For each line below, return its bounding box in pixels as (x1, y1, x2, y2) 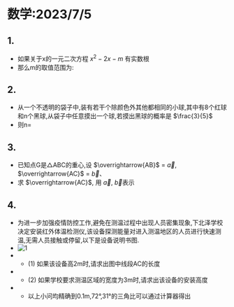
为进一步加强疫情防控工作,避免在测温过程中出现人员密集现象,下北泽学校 (17, 218, 224, 227)
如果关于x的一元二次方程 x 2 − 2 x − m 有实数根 (17, 53, 150, 63)
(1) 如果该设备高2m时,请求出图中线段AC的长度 (27, 259, 161, 268)
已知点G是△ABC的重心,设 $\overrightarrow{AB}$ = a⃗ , (17, 161, 177, 169)
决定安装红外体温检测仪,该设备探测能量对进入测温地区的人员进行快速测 (17, 227, 221, 236)
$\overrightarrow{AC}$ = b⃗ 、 (17, 169, 106, 178)
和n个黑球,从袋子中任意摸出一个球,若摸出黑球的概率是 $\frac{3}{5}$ (17, 112, 213, 120)
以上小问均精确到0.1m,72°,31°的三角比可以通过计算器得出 (27, 292, 191, 301)
